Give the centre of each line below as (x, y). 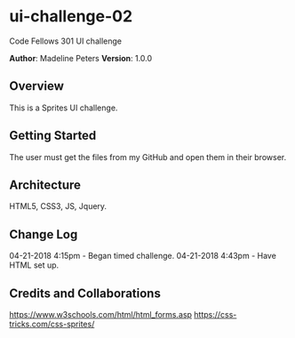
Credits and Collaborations (85, 293)
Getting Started (53, 136)
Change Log (44, 234)
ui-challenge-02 (71, 16)
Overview (37, 86)
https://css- (215, 314)
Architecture (45, 185)
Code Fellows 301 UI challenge (66, 41)
